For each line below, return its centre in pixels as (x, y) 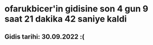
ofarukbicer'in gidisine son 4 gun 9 (76, 9)
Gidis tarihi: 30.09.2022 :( (45, 37)
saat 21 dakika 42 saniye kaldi (66, 19)
